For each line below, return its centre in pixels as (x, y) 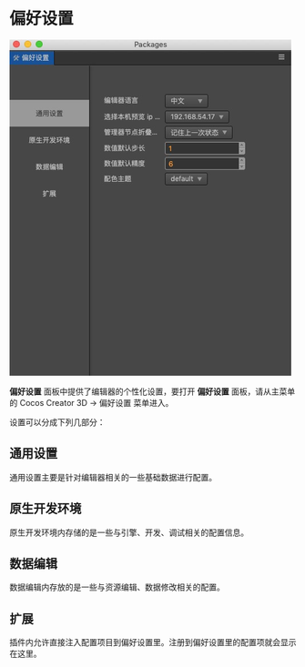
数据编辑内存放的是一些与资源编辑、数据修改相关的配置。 (117, 587)
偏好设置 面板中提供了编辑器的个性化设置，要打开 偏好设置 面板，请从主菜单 (152, 391)
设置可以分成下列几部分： (57, 422)
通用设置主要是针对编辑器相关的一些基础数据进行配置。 (113, 477)
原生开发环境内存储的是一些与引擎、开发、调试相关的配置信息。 (129, 532)
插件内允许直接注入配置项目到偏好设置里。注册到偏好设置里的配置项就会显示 (153, 642)
